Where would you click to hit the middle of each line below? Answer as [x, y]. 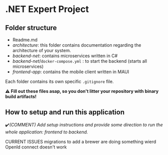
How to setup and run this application [65, 112]
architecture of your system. [42, 50]
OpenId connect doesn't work [36, 147]
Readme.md [25, 40]
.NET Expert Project [47, 9]
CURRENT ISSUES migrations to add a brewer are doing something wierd [81, 141]
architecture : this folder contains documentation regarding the [77, 45]
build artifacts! [21, 97]
